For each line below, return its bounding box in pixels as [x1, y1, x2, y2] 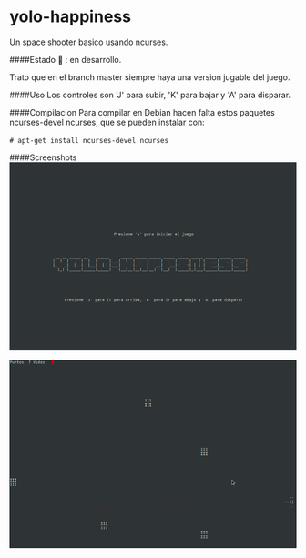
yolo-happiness [9, 6, 132, 27]
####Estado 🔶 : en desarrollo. [9, 54, 122, 65]
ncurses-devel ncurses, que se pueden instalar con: [9, 117, 205, 127]
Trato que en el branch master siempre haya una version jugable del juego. [9, 71, 291, 83]
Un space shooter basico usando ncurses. [9, 36, 168, 47]
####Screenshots [9, 152, 77, 163]
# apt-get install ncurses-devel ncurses [9, 136, 169, 145]
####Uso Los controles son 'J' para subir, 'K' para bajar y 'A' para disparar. [9, 89, 291, 100]
